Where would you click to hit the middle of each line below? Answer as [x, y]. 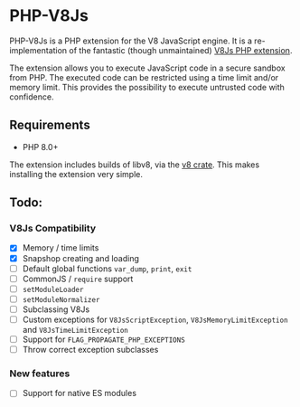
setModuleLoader [53, 289]
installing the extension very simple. [76, 174]
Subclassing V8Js [56, 309]
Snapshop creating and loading [81, 258]
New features [40, 374]
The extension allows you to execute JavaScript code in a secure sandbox [148, 68]
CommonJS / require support [78, 279]
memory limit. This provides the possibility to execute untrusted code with [147, 87]
